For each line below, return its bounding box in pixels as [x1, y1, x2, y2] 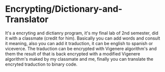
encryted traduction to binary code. [5, 61, 78, 67]
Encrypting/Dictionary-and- [5, 3, 123, 15]
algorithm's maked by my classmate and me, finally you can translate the [5, 56, 154, 62]
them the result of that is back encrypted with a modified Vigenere [5, 50, 141, 57]
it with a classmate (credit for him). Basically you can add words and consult [5, 35, 161, 41]
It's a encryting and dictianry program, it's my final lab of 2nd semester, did [5, 30, 159, 36]
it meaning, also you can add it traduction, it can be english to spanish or [5, 40, 153, 46]
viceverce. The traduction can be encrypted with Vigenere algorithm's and [5, 46, 157, 51]
